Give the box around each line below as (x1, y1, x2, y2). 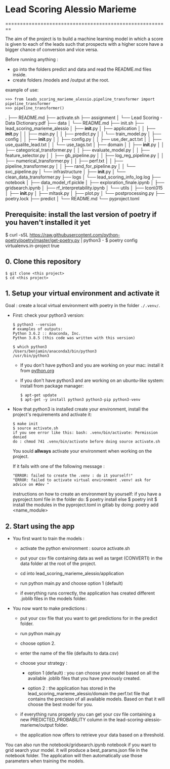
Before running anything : (5, 56, 58, 62)
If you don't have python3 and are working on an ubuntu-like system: (20, 377, 164, 383)
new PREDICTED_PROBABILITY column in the (20, 717, 115, 723)
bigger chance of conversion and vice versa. (5, 46, 99, 52)
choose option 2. (20, 640, 56, 646)
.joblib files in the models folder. (20, 596, 87, 602)
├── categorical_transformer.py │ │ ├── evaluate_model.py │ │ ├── (5, 146, 150, 153)
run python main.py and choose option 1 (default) (20, 580, 123, 586)
